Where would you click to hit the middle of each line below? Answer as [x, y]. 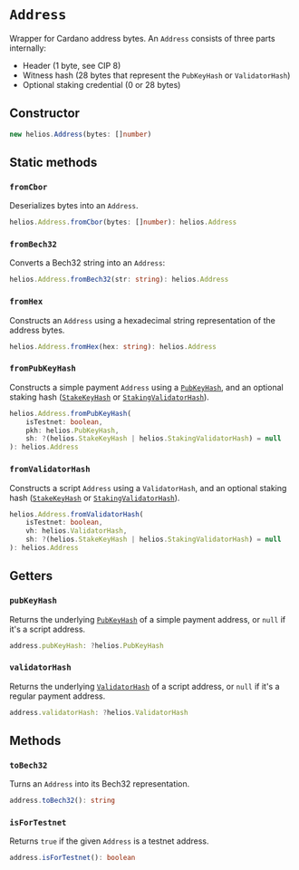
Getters [31, 576]
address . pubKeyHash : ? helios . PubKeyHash [87, 645]
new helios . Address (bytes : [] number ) [81, 134]
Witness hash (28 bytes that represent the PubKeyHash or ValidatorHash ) [156, 75]
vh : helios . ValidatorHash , [77, 531]
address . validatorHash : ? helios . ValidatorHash [99, 712]
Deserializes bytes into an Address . [74, 206]
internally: [28, 48]
